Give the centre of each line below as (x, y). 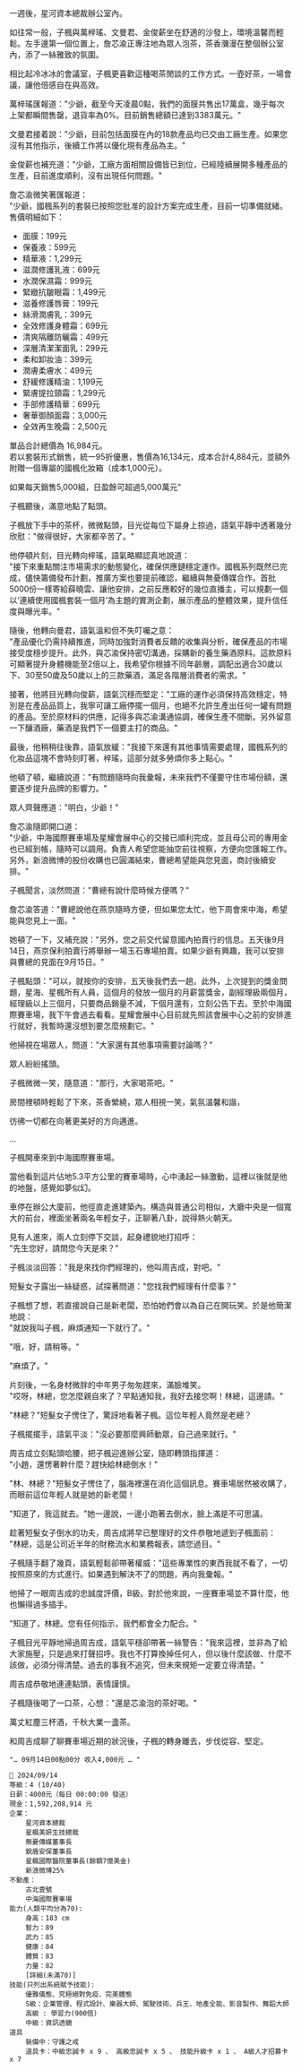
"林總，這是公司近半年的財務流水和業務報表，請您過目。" (115, 1544)
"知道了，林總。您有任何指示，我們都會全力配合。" (103, 1623)
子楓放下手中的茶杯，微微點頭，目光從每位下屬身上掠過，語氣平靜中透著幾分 (150, 525)
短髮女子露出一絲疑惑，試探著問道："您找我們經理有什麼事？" (123, 1286)
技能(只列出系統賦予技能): (52, 1985)
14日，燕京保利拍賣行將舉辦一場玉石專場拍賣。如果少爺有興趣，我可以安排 (147, 951)
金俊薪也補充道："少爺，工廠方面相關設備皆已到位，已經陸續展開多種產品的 (149, 164)
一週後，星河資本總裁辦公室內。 (68, 13)
